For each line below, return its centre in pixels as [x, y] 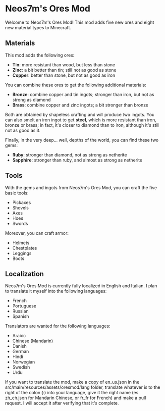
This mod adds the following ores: [40, 55]
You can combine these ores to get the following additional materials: [76, 85]
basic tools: [17, 193]
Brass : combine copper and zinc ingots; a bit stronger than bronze [80, 105]
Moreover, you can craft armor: [37, 233]
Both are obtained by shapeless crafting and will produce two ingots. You [80, 114]
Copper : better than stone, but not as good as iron [64, 75]
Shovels [20, 207]
